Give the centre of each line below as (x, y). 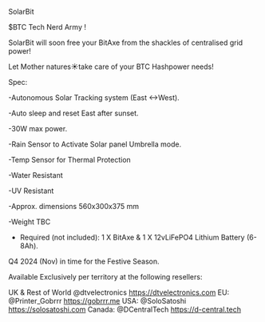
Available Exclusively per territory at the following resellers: (105, 277)
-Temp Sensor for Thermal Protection (70, 160)
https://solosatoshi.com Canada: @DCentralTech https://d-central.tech (125, 309)
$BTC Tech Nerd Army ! (47, 27)
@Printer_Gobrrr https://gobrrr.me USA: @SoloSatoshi (97, 301)
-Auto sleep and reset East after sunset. (73, 113)
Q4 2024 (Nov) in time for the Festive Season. (84, 261)
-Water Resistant (36, 175)
